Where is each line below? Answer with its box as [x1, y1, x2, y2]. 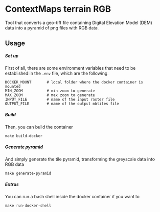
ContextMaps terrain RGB [5, 3, 111, 15]
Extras [5, 181, 19, 187]
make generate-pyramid [5, 171, 51, 176]
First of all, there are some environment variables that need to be [5, 65, 136, 71]
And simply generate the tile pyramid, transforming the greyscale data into [5, 156, 155, 162]
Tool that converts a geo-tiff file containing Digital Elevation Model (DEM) [5, 20, 153, 26]
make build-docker [5, 133, 43, 138]
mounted [5, 84, 21, 89]
